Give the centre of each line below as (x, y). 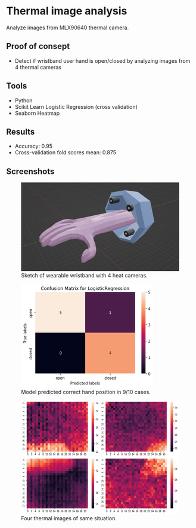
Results (21, 132)
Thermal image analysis (67, 11)
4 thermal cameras (38, 67)
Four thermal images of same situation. (69, 518)
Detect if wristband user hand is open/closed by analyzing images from (102, 60)
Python (24, 100)
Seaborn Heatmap (37, 113)
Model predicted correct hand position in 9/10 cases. (86, 392)
